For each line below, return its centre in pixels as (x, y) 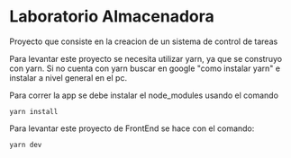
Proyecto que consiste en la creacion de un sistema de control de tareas (144, 41)
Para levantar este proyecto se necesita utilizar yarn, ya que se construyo (145, 58)
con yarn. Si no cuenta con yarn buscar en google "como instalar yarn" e (145, 68)
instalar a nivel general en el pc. (68, 77)
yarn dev (26, 145)
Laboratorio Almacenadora (112, 17)
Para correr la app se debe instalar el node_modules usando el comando (144, 95)
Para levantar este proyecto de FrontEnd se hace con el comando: (132, 128)
